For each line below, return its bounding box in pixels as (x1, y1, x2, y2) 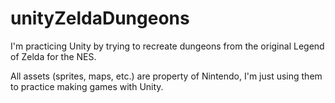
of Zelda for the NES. (10, 50, 97, 62)
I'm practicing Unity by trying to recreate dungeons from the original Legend (10, 40, 325, 52)
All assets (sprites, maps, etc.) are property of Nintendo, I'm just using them (10, 70, 323, 82)
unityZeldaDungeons (10, 7, 190, 30)
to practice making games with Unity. (10, 80, 164, 92)
